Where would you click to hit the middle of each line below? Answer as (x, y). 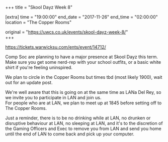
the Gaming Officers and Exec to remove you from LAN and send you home (83, 128)
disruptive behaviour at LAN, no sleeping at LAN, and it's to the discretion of (84, 123)
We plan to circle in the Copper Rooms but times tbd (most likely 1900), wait (84, 77)
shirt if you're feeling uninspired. (39, 67)
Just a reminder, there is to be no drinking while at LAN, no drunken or (78, 118)
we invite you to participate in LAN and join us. (53, 98)
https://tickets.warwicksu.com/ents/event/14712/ (56, 47)
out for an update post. (29, 83)
